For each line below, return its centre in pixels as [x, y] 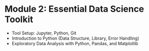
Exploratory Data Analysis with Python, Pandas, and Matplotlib [75, 43]
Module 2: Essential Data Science [74, 9]
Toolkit [19, 19]
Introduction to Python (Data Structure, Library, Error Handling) [75, 38]
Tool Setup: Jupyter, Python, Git [44, 33]
